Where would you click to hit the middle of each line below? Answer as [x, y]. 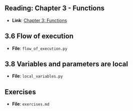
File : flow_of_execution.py [40, 48]
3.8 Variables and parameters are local [66, 64]
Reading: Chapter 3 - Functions [55, 8]
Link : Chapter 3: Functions [39, 20]
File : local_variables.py [37, 76]
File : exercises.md [31, 104]
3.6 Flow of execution [39, 36]
